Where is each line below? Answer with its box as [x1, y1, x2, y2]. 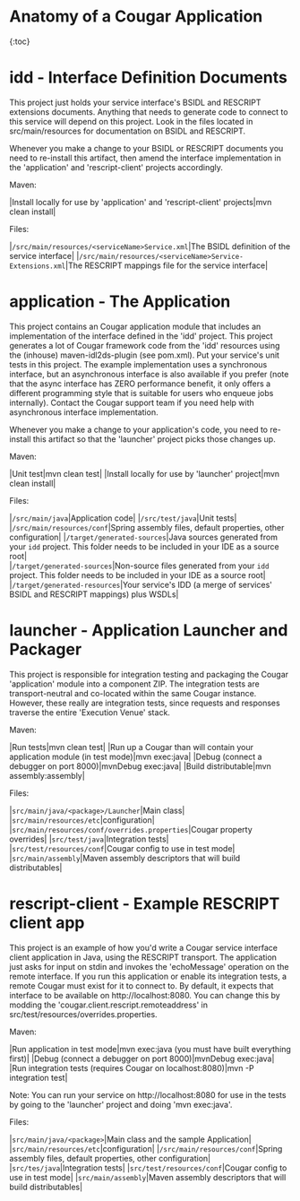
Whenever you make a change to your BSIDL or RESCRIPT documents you [9, 143, 284, 153]
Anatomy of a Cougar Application [9, 6, 263, 27]
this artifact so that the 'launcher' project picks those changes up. [32, 433, 276, 445]
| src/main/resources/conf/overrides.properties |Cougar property [9, 824, 253, 834]
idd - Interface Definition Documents [9, 67, 288, 88]
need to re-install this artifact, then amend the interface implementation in [9, 152, 282, 163]
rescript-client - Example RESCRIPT [9, 894, 280, 913]
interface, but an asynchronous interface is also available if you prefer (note [9, 368, 289, 379]
